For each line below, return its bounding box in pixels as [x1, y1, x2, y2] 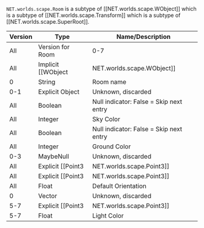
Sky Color [92, 115, 120, 123]
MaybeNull [38, 152, 69, 161]
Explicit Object [38, 88, 80, 96]
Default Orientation [92, 182, 147, 190]
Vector [38, 192, 58, 200]
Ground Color [92, 142, 131, 151]
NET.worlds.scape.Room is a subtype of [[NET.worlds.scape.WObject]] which [6, 5, 197, 12]
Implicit [38, 60, 59, 69]
